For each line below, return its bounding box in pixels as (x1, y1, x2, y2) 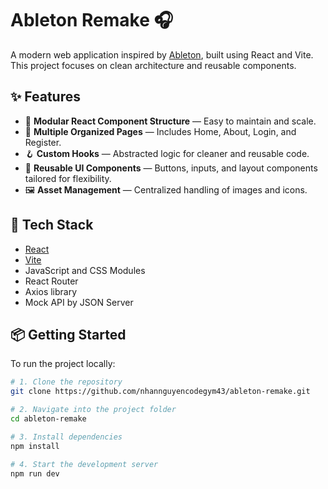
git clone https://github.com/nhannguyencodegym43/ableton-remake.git (10, 387, 311, 397)
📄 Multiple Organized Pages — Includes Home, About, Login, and (24, 125, 297, 137)
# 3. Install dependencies (10, 432, 123, 442)
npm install (10, 441, 60, 451)
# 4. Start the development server (10, 459, 159, 469)
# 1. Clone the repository (10, 377, 123, 387)
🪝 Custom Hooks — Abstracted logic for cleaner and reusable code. (24, 147, 310, 159)
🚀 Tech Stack (10, 217, 94, 234)
